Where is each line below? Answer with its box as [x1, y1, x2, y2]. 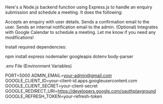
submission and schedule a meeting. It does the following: [5, 9, 123, 15]
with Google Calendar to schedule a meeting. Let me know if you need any [5, 29, 156, 35]
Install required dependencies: [5, 44, 67, 50]
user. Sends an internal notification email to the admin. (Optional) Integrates [5, 24, 158, 30]
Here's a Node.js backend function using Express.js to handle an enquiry [5, 4, 153, 10]
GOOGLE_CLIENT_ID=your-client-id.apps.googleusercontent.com [5, 78, 137, 83]
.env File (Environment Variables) [5, 63, 72, 69]
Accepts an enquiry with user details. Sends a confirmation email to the [5, 19, 150, 25]
